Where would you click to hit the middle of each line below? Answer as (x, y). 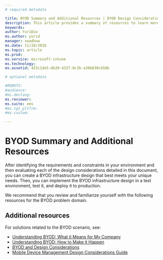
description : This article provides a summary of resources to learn (77, 23)
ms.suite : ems (19, 104)
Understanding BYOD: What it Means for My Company (66, 237)
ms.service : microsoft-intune (36, 59)
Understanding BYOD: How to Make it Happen (58, 242)
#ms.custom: (17, 113)
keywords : (15, 27)
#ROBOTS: (14, 86)
